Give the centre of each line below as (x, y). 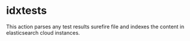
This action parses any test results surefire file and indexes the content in (95, 27)
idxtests (27, 11)
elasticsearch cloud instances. (43, 32)
